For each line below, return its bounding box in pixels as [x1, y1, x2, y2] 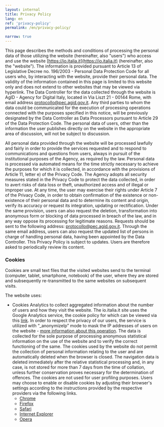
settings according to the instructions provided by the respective [12, 385, 143, 391]
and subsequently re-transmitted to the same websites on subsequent [5, 278, 146, 284]
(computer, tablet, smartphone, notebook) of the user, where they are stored [5, 272, 159, 279]
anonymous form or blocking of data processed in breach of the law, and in [5, 213, 157, 219]
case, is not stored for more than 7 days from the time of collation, [12, 364, 145, 370]
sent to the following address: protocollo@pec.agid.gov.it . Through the [5, 224, 147, 229]
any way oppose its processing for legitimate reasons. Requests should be [5, 218, 155, 224]
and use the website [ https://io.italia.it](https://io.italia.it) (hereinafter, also [5, 58, 153, 64]
